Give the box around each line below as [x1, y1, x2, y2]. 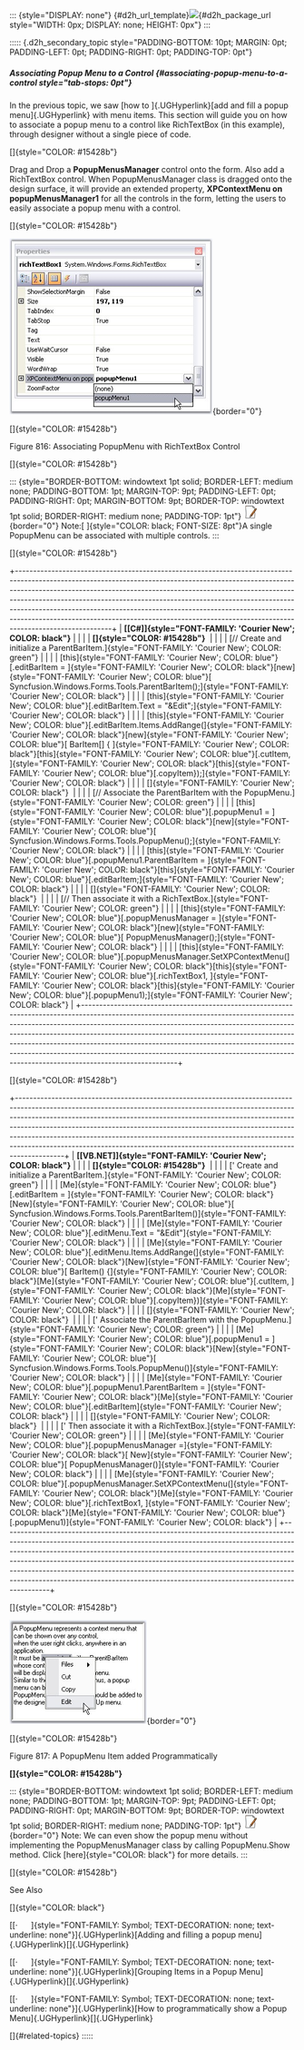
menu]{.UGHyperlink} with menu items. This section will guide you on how [9, 109, 288, 120]
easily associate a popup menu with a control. [9, 202, 181, 213]
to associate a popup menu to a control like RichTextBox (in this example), [9, 119, 286, 130]
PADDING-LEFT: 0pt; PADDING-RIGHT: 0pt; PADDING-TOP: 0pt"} [9, 46, 252, 57]
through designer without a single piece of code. [9, 128, 191, 140]
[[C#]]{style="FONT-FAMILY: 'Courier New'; [123, 623, 296, 634]
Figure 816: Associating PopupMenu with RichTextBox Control [9, 440, 240, 451]
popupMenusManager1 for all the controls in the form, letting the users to [9, 192, 287, 203]
